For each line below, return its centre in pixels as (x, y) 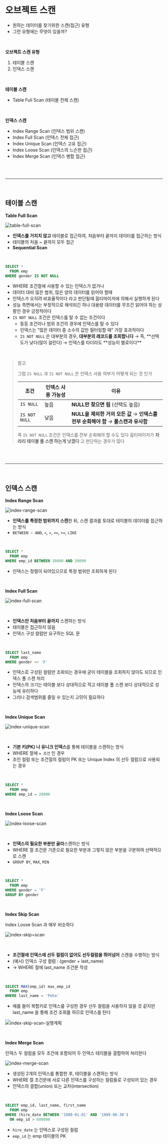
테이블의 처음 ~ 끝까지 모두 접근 (43, 242)
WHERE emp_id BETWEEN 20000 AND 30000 (45, 561)
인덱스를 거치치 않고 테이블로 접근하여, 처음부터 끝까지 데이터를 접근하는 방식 (87, 235)
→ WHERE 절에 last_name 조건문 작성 (50, 967)
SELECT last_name (23, 652)
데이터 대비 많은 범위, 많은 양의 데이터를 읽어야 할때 (62, 293)
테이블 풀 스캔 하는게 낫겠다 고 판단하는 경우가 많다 (76, 441)
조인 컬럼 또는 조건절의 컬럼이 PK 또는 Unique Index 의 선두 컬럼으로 (79, 759)
